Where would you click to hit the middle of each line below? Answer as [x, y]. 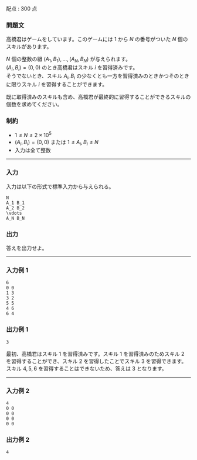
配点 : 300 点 [22, 9]
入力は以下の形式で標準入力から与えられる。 [60, 186]
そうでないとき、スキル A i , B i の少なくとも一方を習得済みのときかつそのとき [98, 76]
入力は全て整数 [33, 150]
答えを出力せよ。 [27, 248]
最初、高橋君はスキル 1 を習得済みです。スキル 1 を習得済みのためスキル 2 [95, 354]
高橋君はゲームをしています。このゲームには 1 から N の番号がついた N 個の [97, 39]
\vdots [14, 213]
